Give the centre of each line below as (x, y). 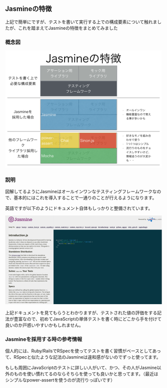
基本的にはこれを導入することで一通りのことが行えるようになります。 (85, 198)
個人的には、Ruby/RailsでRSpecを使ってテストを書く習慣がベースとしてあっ (83, 351)
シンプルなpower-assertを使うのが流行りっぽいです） (60, 380)
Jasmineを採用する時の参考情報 (44, 339)
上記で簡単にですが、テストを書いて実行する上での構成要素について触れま (81, 22)
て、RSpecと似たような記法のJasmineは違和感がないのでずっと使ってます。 (83, 357)
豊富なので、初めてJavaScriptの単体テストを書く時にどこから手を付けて (88, 319)
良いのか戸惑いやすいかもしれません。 (44, 325)
